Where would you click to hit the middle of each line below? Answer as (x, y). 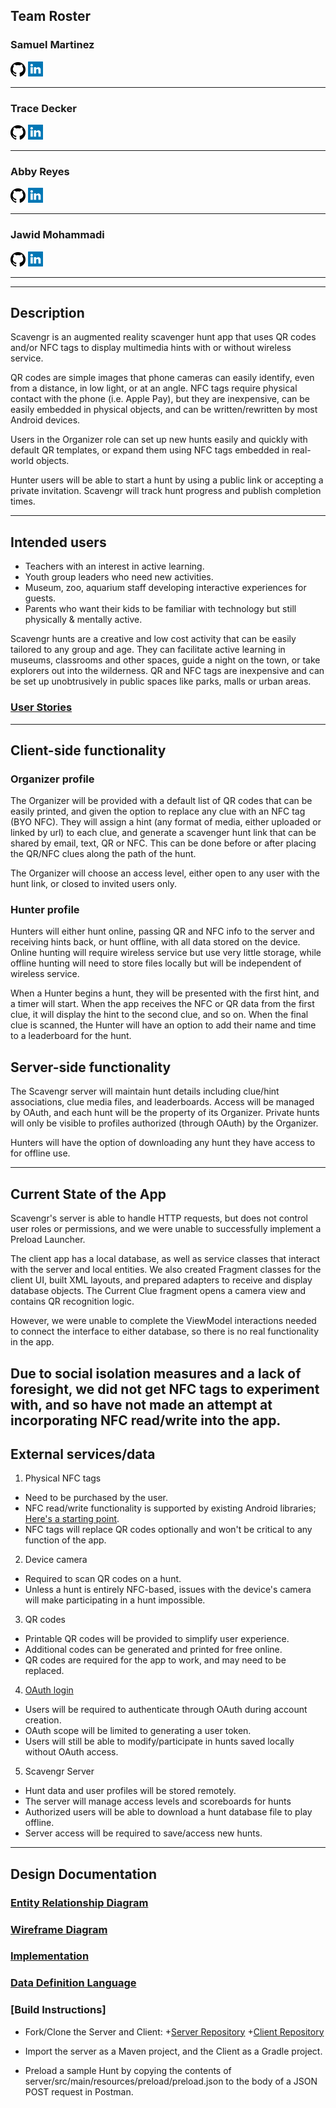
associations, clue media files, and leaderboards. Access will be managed (162, 1102)
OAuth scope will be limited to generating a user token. (138, 1731)
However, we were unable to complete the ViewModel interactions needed (163, 1321)
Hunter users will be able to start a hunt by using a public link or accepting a (167, 480)
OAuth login (49, 1690)
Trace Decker (43, 108)
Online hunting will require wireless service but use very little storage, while (166, 953)
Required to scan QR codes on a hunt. (103, 1579)
